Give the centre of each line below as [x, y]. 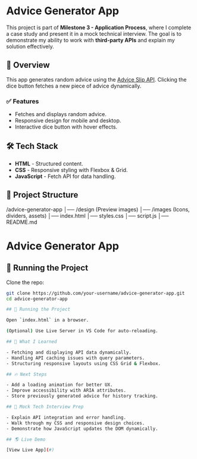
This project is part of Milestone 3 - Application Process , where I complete [99, 27]
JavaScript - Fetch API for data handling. [65, 176]
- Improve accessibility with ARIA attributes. [66, 391]
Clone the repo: [25, 282]
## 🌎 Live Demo [26, 439]
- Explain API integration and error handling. [66, 417]
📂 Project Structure [42, 195]
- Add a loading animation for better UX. [60, 385]
